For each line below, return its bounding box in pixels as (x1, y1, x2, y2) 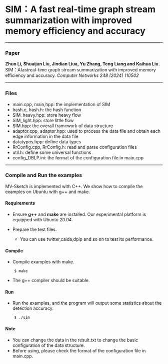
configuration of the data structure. (12, 342, 85, 348)
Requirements (5, 200, 35, 206)
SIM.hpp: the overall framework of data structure (12, 123, 113, 129)
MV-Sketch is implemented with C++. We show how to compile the (5, 183, 143, 189)
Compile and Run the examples (5, 172, 82, 179)
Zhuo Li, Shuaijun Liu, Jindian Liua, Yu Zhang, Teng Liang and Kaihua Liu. (5, 61, 160, 67)
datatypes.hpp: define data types (12, 138, 81, 145)
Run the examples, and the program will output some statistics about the (12, 300, 162, 306)
